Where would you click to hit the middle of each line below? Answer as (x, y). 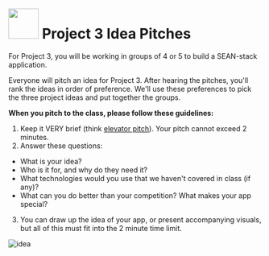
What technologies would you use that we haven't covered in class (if (135, 178)
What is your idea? (51, 161)
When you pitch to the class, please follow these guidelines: (111, 113)
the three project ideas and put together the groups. (95, 97)
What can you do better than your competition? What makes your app (136, 195)
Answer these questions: (61, 146)
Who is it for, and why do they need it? (84, 170)
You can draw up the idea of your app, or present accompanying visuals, (141, 219)
